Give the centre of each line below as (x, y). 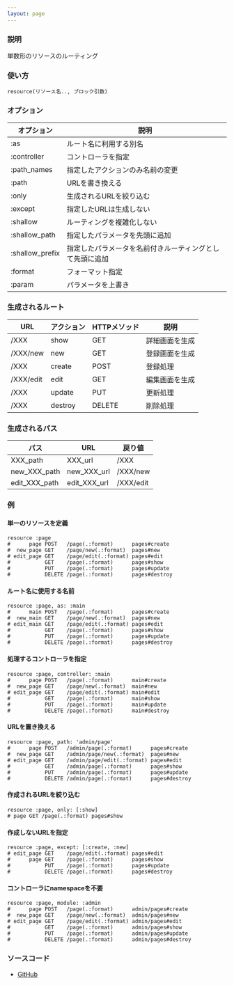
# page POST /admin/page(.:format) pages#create (98, 748)
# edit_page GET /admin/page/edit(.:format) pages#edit (95, 760)
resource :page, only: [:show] (53, 810)
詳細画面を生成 (170, 340)
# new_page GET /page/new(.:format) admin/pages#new (93, 915)
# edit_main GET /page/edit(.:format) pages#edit (85, 624)
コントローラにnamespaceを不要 (55, 888)
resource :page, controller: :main (59, 674)
